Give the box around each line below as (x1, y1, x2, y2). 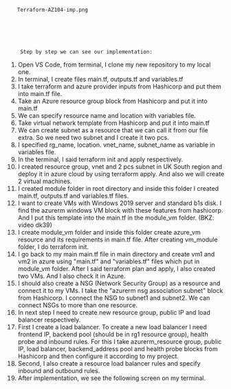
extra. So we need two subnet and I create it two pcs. (17, 134, 169, 141)
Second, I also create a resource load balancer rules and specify (17, 359, 201, 367)
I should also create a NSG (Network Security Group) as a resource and (17, 279, 221, 287)
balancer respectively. (17, 316, 81, 324)
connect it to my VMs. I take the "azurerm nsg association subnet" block (17, 287, 223, 294)
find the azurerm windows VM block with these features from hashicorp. (17, 207, 223, 214)
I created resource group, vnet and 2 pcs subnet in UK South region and (17, 163, 223, 171)
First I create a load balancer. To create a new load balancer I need (17, 323, 207, 331)
